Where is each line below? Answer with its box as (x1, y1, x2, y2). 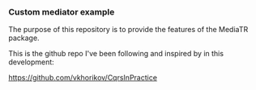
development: (8, 57, 54, 67)
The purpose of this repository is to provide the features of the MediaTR (8, 25, 249, 35)
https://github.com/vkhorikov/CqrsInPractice (8, 73, 158, 83)
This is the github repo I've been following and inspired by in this (8, 49, 224, 59)
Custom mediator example (8, 6, 115, 18)
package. (8, 33, 40, 43)
